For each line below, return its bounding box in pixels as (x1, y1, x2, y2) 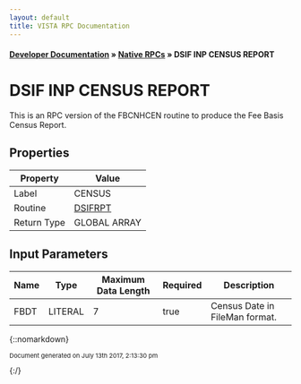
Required (162, 278, 202, 291)
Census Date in (210, 299, 275, 311)
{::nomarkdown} (9, 333, 70, 345)
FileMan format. (210, 311, 278, 323)
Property (20, 172, 60, 184)
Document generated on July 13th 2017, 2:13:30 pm (9, 351, 159, 360)
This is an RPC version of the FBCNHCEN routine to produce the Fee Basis (9, 110, 284, 121)
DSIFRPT (73, 201, 112, 214)
